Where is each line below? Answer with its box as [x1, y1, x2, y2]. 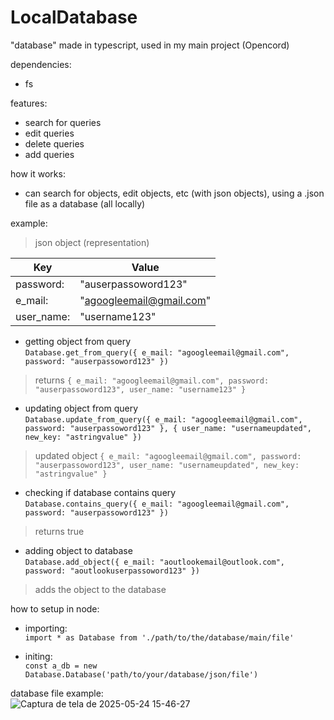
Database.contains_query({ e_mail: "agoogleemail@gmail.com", [24, 499, 290, 509]
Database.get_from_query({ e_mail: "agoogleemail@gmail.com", [24, 347, 290, 358]
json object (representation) [34, 236, 150, 248]
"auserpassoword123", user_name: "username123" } [34, 384, 247, 395]
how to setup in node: [10, 602, 100, 615]
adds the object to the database [34, 583, 167, 595]
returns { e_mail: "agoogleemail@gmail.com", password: [34, 374, 270, 386]
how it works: [10, 167, 66, 180]
